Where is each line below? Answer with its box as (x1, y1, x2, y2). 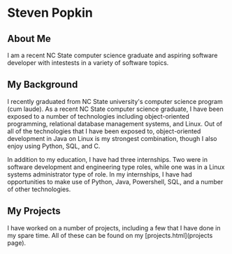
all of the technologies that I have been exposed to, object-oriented (7, 127, 201, 135)
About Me (7, 33, 51, 45)
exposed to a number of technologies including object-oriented (7, 112, 190, 120)
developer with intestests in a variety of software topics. (7, 59, 169, 67)
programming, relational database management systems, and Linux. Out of (7, 119, 223, 128)
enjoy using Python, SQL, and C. (7, 142, 101, 150)
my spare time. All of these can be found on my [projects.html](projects (7, 231, 213, 239)
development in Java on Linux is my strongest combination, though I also (7, 134, 218, 142)
